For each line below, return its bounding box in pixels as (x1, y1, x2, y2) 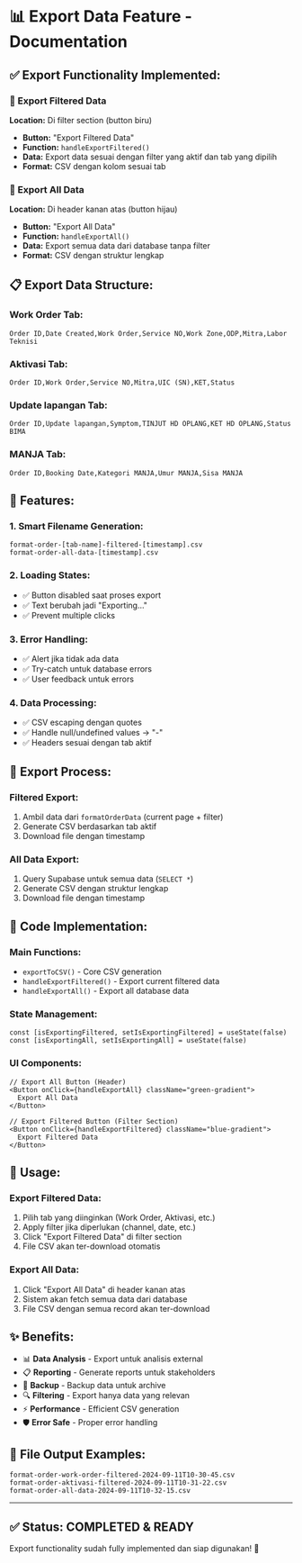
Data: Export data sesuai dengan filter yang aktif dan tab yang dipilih (22, 151, 278, 162)
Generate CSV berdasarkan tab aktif (22, 821, 157, 832)
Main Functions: (9, 945, 82, 958)
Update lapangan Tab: (9, 399, 108, 411)
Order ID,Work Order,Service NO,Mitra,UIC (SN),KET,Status (9, 378, 235, 387)
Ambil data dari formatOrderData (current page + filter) (22, 811, 224, 823)
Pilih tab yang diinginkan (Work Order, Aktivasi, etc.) (22, 1212, 216, 1224)
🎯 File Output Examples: (9, 1446, 147, 1462)
